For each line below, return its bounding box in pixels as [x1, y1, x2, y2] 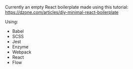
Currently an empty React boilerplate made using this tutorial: [5, 4, 129, 10]
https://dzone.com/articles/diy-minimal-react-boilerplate [5, 9, 119, 15]
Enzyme [12, 44, 29, 49]
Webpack [12, 49, 32, 55]
